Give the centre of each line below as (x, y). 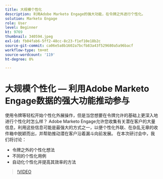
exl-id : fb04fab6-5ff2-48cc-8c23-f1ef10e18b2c (53, 41)
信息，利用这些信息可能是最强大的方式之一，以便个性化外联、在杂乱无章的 (79, 128)
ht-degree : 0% (19, 59)
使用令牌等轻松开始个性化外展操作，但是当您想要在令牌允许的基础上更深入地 (81, 115)
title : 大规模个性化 (24, 9)
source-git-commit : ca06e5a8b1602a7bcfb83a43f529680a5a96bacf (69, 46)
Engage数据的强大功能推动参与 (67, 101)
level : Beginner (21, 28)
